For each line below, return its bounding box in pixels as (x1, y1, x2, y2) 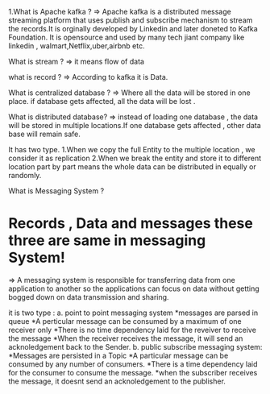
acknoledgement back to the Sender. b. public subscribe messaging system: (8, 342, 263, 351)
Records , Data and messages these (8, 214, 254, 233)
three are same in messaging (8, 231, 206, 250)
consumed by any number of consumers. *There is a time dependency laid (8, 359, 258, 369)
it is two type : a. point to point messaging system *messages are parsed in (8, 308, 259, 317)
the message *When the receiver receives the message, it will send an (8, 334, 243, 343)
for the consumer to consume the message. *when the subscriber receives (8, 367, 258, 377)
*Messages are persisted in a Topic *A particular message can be (8, 350, 229, 360)
